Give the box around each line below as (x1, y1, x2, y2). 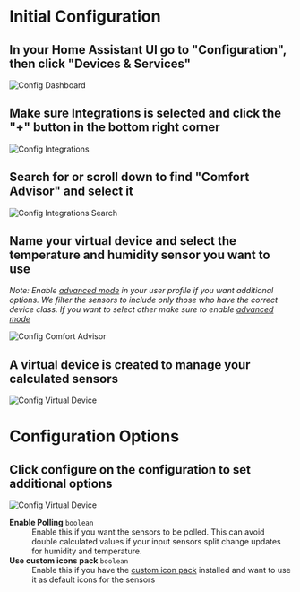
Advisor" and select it (9, 184, 134, 199)
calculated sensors (9, 370, 119, 387)
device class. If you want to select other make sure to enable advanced (9, 304, 274, 315)
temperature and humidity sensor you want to (9, 248, 270, 263)
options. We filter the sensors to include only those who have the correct (9, 294, 279, 306)
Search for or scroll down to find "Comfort (9, 170, 250, 185)
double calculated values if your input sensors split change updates (31, 536, 282, 547)
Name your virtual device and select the (9, 233, 237, 248)
